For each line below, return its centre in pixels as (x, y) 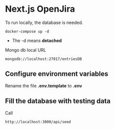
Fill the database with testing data (58, 101)
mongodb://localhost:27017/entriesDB (44, 59)
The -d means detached (37, 41)
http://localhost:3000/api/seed (38, 122)
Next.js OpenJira (40, 9)
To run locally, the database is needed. (44, 22)
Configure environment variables (57, 74)
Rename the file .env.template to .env (44, 86)
